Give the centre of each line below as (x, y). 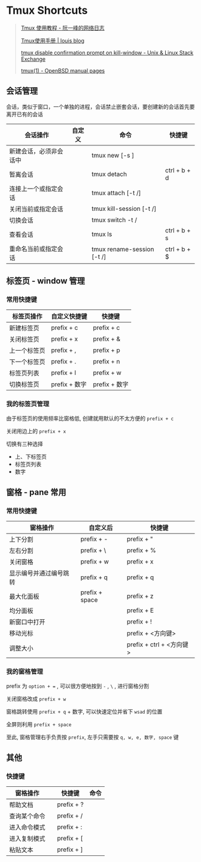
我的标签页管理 (28, 404)
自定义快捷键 (69, 317)
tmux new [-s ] (113, 155)
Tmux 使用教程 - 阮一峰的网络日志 (63, 28)
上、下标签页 (31, 457)
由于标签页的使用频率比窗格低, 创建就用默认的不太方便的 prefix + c (90, 418)
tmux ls (102, 234)
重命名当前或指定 (33, 249)
